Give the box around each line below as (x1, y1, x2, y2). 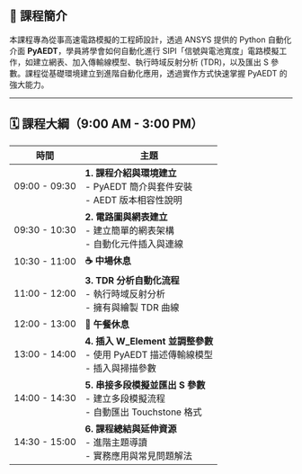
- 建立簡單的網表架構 (84, 224, 175, 237)
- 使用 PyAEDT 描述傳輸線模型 (84, 348, 214, 361)
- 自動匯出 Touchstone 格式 (84, 406, 202, 418)
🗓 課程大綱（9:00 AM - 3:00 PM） (9, 116, 204, 132)
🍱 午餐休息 (84, 317, 130, 330)
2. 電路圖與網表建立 (84, 210, 168, 223)
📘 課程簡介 (9, 8, 67, 24)
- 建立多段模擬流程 (84, 392, 166, 405)
